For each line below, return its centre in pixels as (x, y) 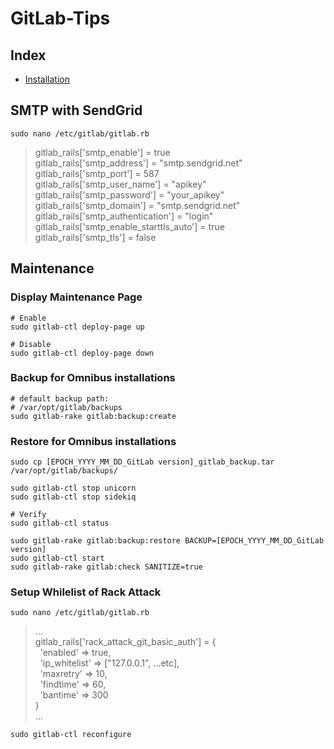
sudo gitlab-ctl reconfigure (71, 735)
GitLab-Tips (60, 18)
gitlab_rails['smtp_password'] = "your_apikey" (129, 194)
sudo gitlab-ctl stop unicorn (73, 488)
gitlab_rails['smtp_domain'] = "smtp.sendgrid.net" (137, 205)
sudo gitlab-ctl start (57, 558)
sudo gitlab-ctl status (60, 523)
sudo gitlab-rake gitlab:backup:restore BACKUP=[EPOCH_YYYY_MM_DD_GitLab (167, 541)
